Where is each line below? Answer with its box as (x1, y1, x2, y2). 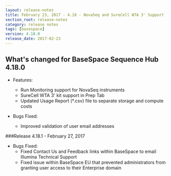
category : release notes (5, 22, 59, 27)
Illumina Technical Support (20, 153, 77, 160)
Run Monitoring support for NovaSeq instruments (20, 87, 125, 93)
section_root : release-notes (5, 17, 68, 22)
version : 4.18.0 (5, 31, 40, 36)
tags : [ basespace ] (5, 27, 45, 32)
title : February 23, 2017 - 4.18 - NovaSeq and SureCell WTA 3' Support (5, 12, 164, 17)
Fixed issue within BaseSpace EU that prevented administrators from (20, 159, 166, 165)
